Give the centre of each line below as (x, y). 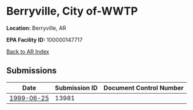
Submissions (31, 71)
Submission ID (76, 88)
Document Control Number (143, 88)
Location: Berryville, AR (36, 28)
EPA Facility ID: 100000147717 (45, 40)
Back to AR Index (28, 51)
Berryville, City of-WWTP (72, 11)
